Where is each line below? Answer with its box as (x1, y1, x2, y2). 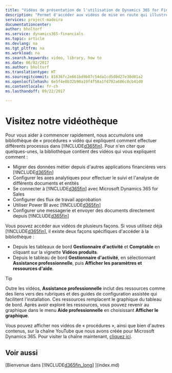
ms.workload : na (5, 50, 40, 55)
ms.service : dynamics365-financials (5, 31, 83, 36)
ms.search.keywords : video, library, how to (5, 55, 102, 61)
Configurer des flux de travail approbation (12, 197, 101, 203)
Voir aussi (5, 348, 38, 357)
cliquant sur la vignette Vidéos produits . (12, 249, 98, 256)
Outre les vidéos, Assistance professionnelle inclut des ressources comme (5, 285, 165, 291)
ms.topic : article (5, 36, 45, 42)
